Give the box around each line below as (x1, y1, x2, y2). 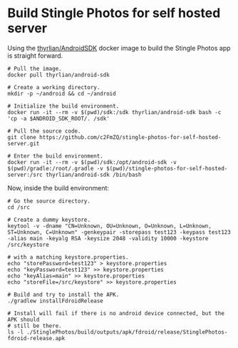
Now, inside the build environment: (7, 183, 109, 192)
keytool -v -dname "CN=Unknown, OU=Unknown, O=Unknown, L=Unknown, (7, 222, 212, 230)
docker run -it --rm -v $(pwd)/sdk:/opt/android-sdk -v (7, 158, 177, 165)
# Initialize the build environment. (7, 102, 120, 110)
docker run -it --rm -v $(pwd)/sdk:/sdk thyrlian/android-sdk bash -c (7, 108, 222, 116)
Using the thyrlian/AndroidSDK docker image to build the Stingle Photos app (7, 43, 231, 52)
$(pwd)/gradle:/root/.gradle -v (7, 165, 103, 172)
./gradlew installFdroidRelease (7, 297, 103, 304)
